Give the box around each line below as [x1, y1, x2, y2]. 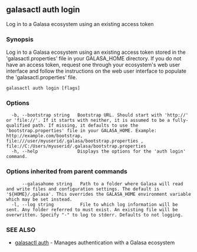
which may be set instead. [6, 196, 73, 202]
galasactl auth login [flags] [6, 85, 81, 91]
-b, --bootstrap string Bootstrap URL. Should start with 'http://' [11, 112, 189, 118]
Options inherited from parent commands [6, 167, 128, 176]
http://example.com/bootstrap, [6, 133, 83, 139]
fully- [172, 118, 189, 124]
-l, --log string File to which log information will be [11, 201, 178, 208]
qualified [6, 122, 31, 129]
